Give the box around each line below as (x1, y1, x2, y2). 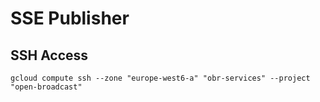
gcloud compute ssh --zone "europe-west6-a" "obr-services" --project (10, 73, 311, 83)
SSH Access (10, 47, 89, 64)
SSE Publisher (10, 7, 130, 30)
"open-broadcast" (10, 82, 83, 92)
